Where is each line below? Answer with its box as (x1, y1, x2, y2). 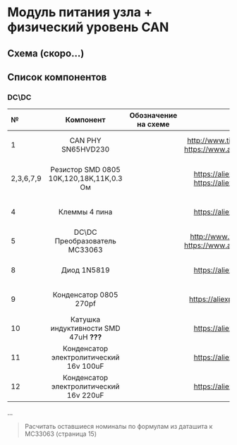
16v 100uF (66, 361, 104, 371)
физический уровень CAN (7, 19, 169, 35)
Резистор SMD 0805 (50, 165, 121, 175)
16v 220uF (66, 391, 104, 401)
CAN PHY (69, 135, 102, 145)
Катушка (70, 315, 101, 324)
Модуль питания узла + (7, 4, 153, 20)
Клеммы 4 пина (59, 207, 113, 217)
